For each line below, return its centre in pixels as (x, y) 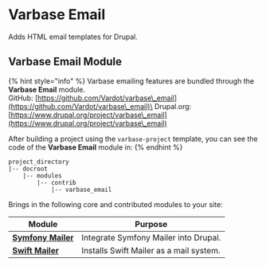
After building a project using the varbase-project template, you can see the (133, 139)
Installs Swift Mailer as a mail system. (151, 250)
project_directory (39, 162)
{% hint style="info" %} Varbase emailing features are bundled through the (131, 80)
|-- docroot (28, 169)
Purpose (151, 224)
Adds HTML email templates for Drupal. (73, 37)
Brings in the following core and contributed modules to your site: (115, 204)
